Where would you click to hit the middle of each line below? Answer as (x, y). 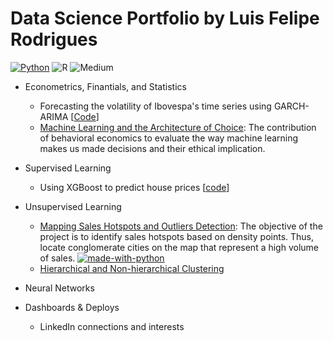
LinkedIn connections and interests (112, 326)
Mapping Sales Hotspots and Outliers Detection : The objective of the (181, 226)
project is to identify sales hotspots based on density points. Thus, (177, 236)
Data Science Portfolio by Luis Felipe (165, 18)
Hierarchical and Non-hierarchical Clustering (132, 268)
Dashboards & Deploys (72, 307)
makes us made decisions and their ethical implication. (152, 148)
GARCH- (291, 106)
